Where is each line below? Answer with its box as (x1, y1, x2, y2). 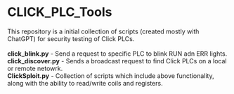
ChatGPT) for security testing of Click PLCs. (7, 34, 135, 42)
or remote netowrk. (7, 64, 63, 72)
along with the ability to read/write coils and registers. (7, 79, 163, 87)
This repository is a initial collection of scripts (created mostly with (7, 27, 200, 36)
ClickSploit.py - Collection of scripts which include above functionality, (7, 71, 214, 80)
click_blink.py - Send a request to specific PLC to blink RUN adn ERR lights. (7, 49, 228, 58)
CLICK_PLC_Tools (7, 4, 112, 20)
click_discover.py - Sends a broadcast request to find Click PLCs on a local (7, 56, 227, 65)
